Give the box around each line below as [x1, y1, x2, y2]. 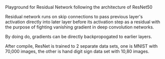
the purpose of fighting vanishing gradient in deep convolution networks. [5, 24, 155, 30]
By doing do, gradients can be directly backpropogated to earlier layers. [5, 34, 152, 39]
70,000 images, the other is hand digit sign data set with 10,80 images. [5, 49, 150, 54]
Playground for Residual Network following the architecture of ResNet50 [5, 4, 153, 10]
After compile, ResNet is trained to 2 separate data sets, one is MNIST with [5, 43, 158, 49]
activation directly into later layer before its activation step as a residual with [5, 19, 161, 25]
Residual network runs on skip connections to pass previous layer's [5, 14, 143, 19]
